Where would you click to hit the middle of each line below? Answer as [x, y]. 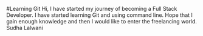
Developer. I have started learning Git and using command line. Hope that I [100, 15]
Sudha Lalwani [25, 28]
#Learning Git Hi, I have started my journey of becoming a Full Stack [92, 9]
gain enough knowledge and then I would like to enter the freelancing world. [102, 21]
